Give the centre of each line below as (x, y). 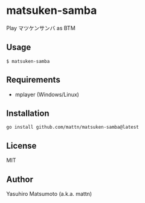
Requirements (33, 80)
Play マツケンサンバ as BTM (41, 28)
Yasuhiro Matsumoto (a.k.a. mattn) (49, 194)
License (21, 146)
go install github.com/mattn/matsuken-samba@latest (72, 127)
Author (20, 179)
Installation (28, 113)
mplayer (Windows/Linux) (47, 94)
